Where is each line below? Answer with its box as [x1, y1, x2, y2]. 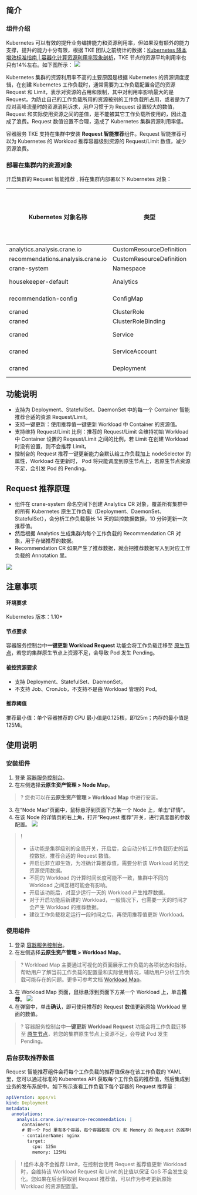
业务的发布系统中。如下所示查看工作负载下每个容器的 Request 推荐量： [6, 1083, 178, 1090]
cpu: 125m [32, 1143, 57, 1150]
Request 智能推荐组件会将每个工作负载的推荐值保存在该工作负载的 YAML [6, 1068, 182, 1075]
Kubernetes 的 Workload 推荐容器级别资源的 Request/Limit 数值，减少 [17, 137, 186, 145]
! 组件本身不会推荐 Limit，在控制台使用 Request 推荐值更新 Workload [20, 1160, 187, 1167]
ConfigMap [112, 294, 144, 303]
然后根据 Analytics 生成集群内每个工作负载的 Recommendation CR [14, 529, 175, 536]
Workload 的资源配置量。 [20, 1183, 81, 1190]
